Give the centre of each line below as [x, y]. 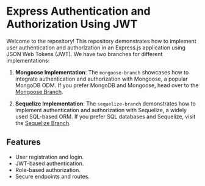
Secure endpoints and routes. [52, 176]
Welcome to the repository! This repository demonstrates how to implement [101, 41]
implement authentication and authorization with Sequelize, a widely [101, 110]
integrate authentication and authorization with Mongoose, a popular [101, 79]
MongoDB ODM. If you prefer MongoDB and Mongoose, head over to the [107, 85]
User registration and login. [49, 157]
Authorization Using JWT [72, 24]
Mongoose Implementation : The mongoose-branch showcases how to [102, 72]
